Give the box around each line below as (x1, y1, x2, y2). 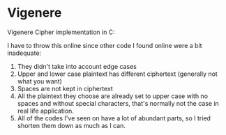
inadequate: (7, 49, 42, 57)
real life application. (17, 106, 75, 115)
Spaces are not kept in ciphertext (17, 84, 113, 93)
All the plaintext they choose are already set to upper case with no (17, 92, 208, 100)
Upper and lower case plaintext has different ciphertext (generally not (17, 70, 218, 78)
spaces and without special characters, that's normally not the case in (17, 99, 220, 107)
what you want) (17, 77, 63, 85)
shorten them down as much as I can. (17, 121, 126, 129)
